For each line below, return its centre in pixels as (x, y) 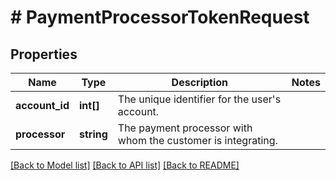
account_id (42, 105)
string (93, 134)
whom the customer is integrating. (197, 140)
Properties (44, 54)
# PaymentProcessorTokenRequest (160, 17)
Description (200, 82)
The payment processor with (185, 128)
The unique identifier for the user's (199, 99)
